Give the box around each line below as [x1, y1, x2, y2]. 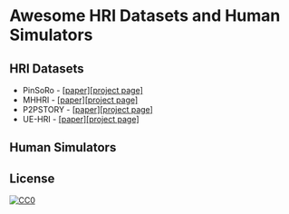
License [9, 170, 55, 186]
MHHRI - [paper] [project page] [22, 94, 139, 105]
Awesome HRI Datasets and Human [9, 5, 281, 26]
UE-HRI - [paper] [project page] [22, 114, 140, 124]
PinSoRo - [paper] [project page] [22, 85, 143, 95]
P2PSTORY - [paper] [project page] [22, 104, 154, 114]
